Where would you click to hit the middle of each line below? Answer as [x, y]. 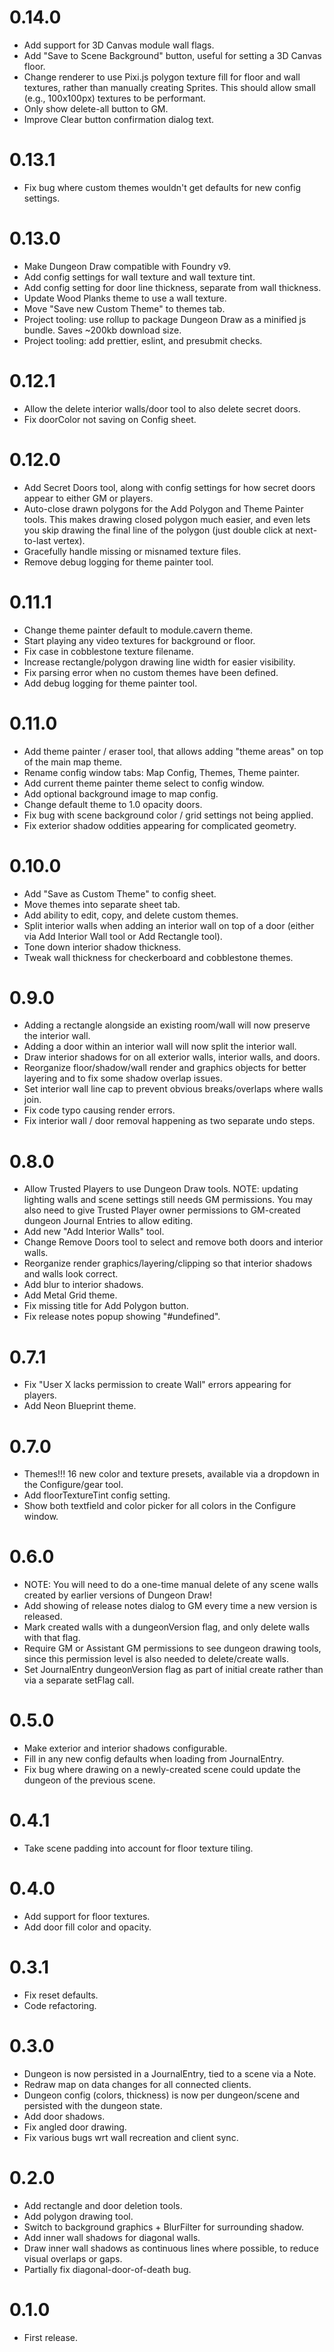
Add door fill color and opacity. [87, 1927]
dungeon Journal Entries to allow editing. [108, 1221]
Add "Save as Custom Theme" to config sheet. [120, 893]
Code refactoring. [60, 2005]
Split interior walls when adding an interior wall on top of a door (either [169, 925]
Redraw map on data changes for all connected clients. [137, 2084]
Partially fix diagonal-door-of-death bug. [107, 2269]
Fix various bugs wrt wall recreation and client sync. [131, 2137]
